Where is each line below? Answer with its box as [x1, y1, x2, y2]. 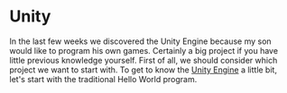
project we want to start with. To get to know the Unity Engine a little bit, [9, 64, 278, 75]
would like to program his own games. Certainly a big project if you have [9, 45, 278, 55]
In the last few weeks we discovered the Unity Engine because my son [9, 36, 273, 46]
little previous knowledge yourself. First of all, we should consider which [9, 55, 278, 65]
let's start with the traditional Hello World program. [9, 73, 198, 84]
